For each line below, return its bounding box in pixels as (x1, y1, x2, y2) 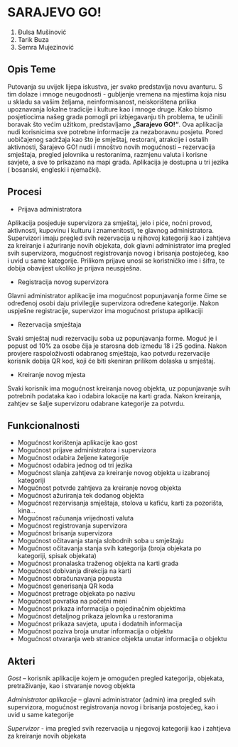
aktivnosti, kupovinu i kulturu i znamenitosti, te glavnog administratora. (7, 226, 215, 234)
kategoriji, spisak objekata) (17, 552, 97, 560)
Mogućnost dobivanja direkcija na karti (17, 567, 131, 575)
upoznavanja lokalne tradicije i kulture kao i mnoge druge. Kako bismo (7, 104, 212, 114)
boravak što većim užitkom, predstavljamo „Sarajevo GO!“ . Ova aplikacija (7, 120, 224, 129)
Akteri (7, 655, 36, 667)
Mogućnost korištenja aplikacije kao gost (17, 438, 138, 447)
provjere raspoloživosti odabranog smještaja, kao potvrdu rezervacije (7, 349, 210, 357)
